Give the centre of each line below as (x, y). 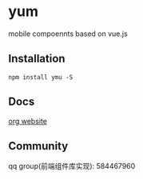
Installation (37, 59)
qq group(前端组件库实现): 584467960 (72, 166)
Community (38, 146)
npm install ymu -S (41, 77)
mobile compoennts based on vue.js (68, 34)
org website (28, 121)
